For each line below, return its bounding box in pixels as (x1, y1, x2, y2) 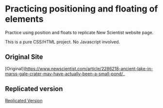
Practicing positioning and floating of (5, 3, 158, 14)
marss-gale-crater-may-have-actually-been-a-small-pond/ (5, 71, 123, 77)
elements (5, 13, 44, 25)
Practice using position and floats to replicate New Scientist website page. (5, 29, 154, 35)
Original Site (5, 53, 43, 61)
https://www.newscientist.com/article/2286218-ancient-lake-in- (25, 66, 153, 71)
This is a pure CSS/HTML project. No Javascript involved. (5, 39, 120, 44)
